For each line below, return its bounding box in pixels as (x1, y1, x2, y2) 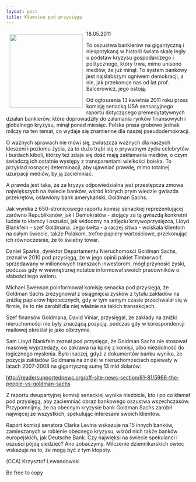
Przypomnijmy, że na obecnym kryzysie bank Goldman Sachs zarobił (6, 404, 172, 411)
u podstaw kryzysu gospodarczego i (86, 54, 174, 61)
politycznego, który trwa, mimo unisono (86, 60, 182, 67)
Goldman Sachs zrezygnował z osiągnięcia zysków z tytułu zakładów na (6, 290, 180, 297)
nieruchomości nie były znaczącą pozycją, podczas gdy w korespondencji (6, 320, 185, 327)
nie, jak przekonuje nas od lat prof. (86, 78, 169, 86)
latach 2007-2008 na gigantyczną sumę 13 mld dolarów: (6, 363, 142, 370)
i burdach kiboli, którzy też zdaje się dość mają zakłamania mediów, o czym (6, 151, 188, 158)
